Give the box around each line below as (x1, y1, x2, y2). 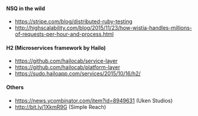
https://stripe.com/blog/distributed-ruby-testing (14, 18, 133, 25)
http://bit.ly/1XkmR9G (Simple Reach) (14, 103, 106, 110)
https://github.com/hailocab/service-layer (14, 57, 118, 65)
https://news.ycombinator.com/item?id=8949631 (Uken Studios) (14, 97, 173, 104)
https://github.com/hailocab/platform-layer (14, 64, 120, 71)
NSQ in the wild (6, 5, 45, 12)
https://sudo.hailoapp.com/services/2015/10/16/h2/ (14, 70, 141, 77)
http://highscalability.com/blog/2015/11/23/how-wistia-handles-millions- (14, 24, 193, 32)
